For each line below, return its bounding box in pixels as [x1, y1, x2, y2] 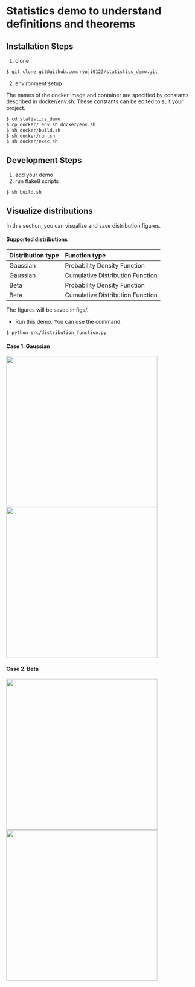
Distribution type [9, 251, 59, 259]
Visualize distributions [6, 206, 93, 216]
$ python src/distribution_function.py [6, 329, 107, 336]
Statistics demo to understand [6, 4, 162, 18]
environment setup [14, 80, 62, 87]
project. [6, 104, 26, 111]
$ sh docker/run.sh [6, 133, 56, 139]
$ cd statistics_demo [6, 116, 61, 122]
